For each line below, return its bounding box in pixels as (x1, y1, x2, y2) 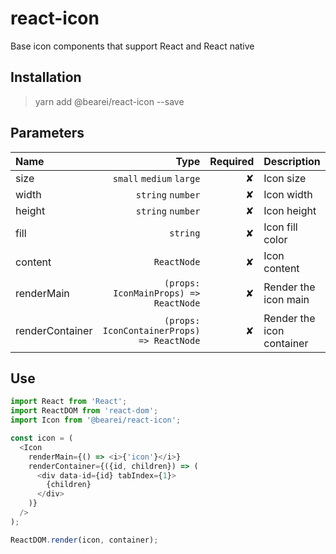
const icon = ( (10, 433, 74, 443)
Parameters (10, 125, 85, 142)
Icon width (263, 187, 313, 201)
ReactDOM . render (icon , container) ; (10, 535, 159, 545)
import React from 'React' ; (10, 397, 128, 407)
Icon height (263, 203, 317, 217)
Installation (10, 69, 82, 86)
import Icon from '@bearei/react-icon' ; (10, 415, 182, 426)
